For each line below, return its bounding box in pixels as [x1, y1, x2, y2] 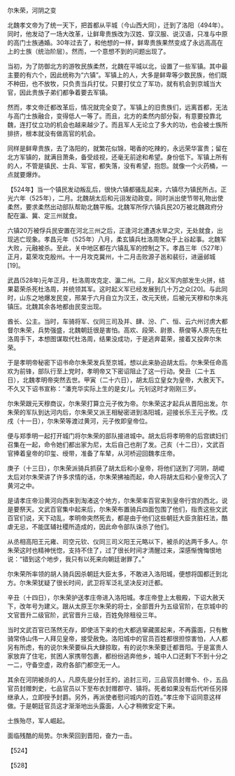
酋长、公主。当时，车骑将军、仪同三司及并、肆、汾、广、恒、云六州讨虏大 [7, 317, 222, 325]
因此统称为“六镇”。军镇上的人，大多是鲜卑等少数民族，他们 [50, 71, 222, 79]
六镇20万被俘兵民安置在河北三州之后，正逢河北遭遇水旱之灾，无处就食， [7, 227, 218, 234]
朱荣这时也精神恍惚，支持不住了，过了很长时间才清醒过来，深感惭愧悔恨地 [7, 546, 222, 554]
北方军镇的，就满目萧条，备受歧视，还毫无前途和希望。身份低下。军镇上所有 [7, 153, 228, 161]
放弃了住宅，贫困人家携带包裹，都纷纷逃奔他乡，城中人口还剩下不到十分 [13, 652, 222, 660]
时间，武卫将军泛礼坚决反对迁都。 [68, 579, 166, 587]
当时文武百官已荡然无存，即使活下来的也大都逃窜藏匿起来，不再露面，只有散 [7, 626, 228, 634]
